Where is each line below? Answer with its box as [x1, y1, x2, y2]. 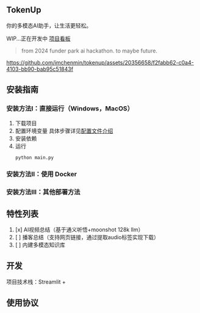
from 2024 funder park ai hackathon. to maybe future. [21, 47, 157, 54]
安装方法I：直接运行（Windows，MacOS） [6, 104, 134, 113]
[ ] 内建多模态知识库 [15, 241, 65, 249]
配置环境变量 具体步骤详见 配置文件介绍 [15, 127, 113, 134]
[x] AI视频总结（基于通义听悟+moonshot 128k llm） [15, 226, 144, 234]
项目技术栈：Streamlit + [6, 278, 66, 286]
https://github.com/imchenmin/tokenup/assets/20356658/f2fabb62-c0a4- [6, 59, 194, 66]
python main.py [15, 154, 54, 160]
